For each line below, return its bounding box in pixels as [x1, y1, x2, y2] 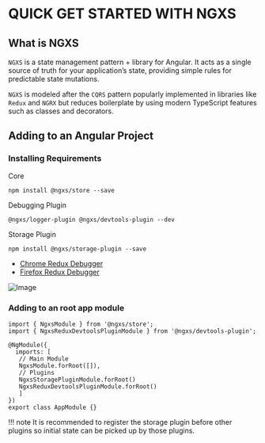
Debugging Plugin [8, 200, 67, 210]
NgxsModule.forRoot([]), [18, 361, 101, 369]
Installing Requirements [8, 153, 102, 164]
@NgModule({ [8, 341, 47, 349]
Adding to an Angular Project [8, 129, 154, 143]
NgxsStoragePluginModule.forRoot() [18, 376, 136, 384]
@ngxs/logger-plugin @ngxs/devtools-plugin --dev [8, 216, 176, 223]
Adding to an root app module [8, 302, 125, 313]
